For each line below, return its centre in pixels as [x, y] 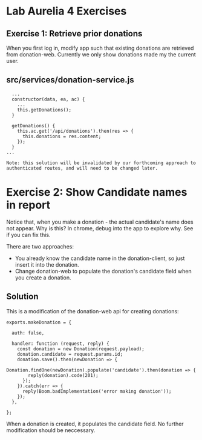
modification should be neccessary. [51, 430]
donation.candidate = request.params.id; [70, 354]
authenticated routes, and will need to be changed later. [82, 168]
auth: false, [28, 333]
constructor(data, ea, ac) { [48, 99]
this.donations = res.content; [62, 136]
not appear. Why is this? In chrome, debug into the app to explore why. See [100, 228]
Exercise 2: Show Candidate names [97, 192]
